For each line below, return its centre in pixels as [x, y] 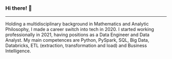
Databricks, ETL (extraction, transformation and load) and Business [76, 46]
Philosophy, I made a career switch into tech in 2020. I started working [80, 29]
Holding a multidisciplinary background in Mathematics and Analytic [77, 24]
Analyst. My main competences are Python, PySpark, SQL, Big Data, [77, 40]
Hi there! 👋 [19, 8]
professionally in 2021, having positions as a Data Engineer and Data [78, 35]
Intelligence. [18, 51]
